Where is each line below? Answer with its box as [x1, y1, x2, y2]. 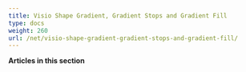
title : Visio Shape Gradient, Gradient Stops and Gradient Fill [8, 11, 228, 20]
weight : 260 [8, 26, 48, 34]
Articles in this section [8, 56, 86, 66]
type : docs [8, 19, 45, 27]
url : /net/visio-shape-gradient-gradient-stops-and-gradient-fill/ [8, 34, 239, 42]
